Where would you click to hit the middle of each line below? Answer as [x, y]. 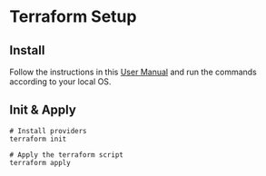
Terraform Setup [73, 17]
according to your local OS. [60, 82]
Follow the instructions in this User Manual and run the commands [133, 72]
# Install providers [49, 131]
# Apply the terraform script [67, 155]
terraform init [38, 139]
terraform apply [40, 162]
